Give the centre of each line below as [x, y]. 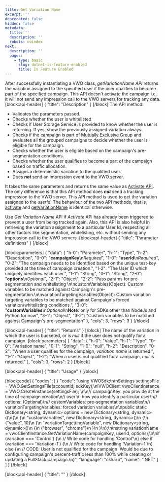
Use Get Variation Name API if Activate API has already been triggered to [80, 217]
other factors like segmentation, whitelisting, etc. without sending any [76, 233]
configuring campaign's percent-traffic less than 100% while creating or [78, 454]
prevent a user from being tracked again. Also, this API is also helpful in [78, 222]
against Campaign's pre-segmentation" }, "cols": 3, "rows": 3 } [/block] [77, 321]
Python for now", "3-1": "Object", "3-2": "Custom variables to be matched [80, 315]
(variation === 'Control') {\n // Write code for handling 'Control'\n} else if [79, 439]
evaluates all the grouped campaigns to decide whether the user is [80, 140]
